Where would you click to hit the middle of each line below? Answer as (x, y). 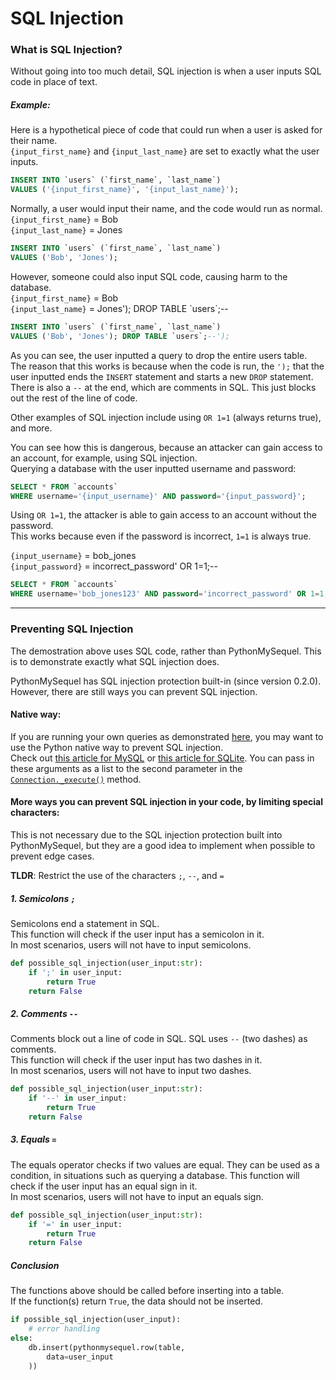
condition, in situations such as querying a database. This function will (155, 1175)
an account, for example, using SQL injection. (104, 458)
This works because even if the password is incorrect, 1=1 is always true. (161, 536)
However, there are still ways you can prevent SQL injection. (134, 691)
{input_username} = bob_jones (73, 556)
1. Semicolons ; (43, 898)
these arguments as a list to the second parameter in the (126, 768)
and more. (31, 428)
